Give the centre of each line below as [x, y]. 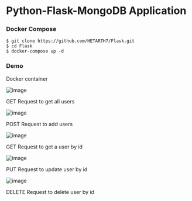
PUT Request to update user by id [47, 169]
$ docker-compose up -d [35, 51]
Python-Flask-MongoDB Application [96, 11]
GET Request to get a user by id [44, 147]
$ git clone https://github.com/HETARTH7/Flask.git [70, 41]
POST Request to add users [40, 124]
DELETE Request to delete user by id [50, 192]
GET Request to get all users [40, 101]
